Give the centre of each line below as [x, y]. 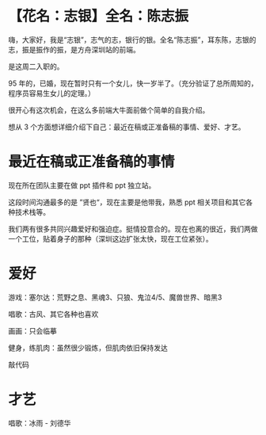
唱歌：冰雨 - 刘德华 [40, 423]
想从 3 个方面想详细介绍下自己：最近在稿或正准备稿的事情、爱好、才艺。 [127, 127]
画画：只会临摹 [32, 330]
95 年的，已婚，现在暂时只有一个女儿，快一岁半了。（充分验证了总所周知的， [133, 83]
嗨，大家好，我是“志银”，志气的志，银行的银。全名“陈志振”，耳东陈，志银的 [132, 40]
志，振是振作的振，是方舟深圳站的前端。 [74, 49]
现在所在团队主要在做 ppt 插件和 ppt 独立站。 [82, 185]
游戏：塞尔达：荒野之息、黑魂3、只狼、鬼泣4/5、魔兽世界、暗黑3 [115, 297]
